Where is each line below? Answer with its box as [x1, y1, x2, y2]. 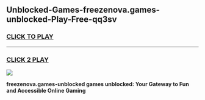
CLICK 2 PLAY [6, 55, 49, 64]
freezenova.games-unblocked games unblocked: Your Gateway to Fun [6, 80, 189, 87]
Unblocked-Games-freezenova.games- [6, 5, 160, 15]
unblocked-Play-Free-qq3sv [6, 15, 117, 25]
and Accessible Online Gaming [6, 87, 86, 94]
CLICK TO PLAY [6, 33, 54, 41]
